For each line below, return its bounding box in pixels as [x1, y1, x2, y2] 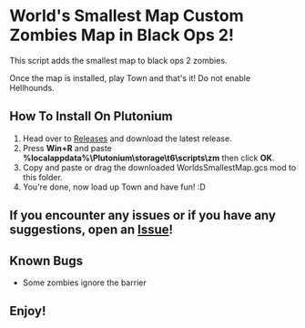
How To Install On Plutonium [9, 108, 173, 124]
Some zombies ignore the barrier [22, 277, 147, 288]
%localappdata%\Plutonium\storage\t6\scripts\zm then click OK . [22, 152, 275, 163]
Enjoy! [9, 303, 46, 319]
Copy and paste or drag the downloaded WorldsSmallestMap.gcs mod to [22, 161, 297, 173]
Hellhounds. [9, 82, 55, 93]
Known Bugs [9, 252, 84, 269]
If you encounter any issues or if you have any [9, 208, 276, 223]
